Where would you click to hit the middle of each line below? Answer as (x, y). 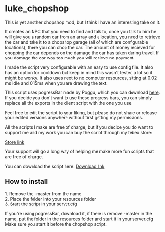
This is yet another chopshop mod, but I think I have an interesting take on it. (83, 22)
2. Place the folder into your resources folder (50, 199)
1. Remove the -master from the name (43, 193)
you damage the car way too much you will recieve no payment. (70, 58)
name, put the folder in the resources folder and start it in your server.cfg (79, 219)
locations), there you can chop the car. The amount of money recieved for (80, 47)
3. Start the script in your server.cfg (41, 204)
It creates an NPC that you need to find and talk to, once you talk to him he (81, 31)
